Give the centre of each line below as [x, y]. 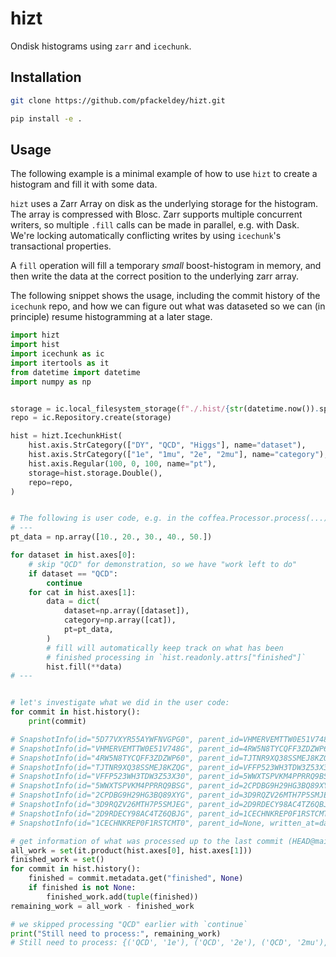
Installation [46, 77]
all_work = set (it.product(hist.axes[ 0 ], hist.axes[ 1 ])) [131, 850]
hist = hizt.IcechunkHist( [66, 436]
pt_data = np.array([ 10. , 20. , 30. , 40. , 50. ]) [111, 537]
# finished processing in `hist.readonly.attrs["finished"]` [176, 657]
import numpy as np [51, 382]
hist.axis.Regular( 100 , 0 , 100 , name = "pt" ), [122, 463]
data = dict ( [73, 602]
